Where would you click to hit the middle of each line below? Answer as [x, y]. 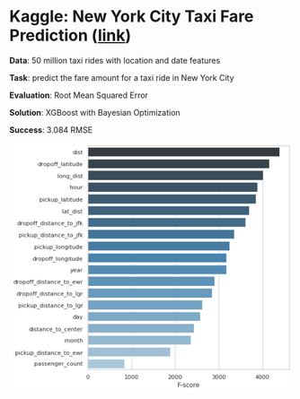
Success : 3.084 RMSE [51, 130]
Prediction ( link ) [71, 35]
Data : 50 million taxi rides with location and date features [115, 60]
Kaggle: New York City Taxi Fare [132, 17]
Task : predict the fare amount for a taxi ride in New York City [122, 77]
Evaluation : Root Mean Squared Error [79, 95]
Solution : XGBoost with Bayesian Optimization [95, 112]
